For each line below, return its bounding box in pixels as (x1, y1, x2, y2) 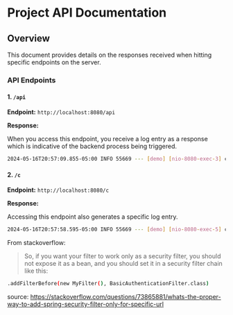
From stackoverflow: (7, 239, 66, 247)
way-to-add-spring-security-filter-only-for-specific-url (7, 300, 164, 308)
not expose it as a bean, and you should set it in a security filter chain (24, 260, 223, 268)
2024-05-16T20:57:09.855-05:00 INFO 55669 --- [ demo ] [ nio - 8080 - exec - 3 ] (7, 156, 222, 163)
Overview (7, 33, 51, 44)
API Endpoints (7, 75, 56, 84)
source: (7, 292, 29, 300)
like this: (24, 267, 49, 275)
